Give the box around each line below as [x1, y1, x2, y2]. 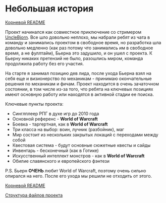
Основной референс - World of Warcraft [12, 116, 98, 122]
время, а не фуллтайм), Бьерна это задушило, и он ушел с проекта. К [5, 50, 153, 56]
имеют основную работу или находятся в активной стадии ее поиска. [5, 91, 154, 97]
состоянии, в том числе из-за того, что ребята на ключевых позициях [5, 86, 154, 92]
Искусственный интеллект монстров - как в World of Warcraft [12, 152, 145, 159]
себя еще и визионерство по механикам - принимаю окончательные [5, 75, 152, 81]
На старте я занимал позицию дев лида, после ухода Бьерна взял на [5, 70, 152, 76]
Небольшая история [5, 3, 94, 14]
